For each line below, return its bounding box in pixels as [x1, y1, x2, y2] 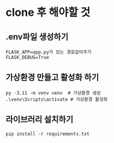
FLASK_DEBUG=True [5, 55, 49, 61]
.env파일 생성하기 [5, 32, 69, 42]
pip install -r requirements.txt [5, 131, 90, 137]
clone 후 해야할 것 [5, 5, 91, 19]
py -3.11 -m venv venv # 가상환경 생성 [5, 90, 101, 96]
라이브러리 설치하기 [5, 115, 74, 125]
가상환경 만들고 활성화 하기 [5, 72, 99, 82]
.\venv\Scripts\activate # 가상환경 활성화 [5, 96, 108, 102]
